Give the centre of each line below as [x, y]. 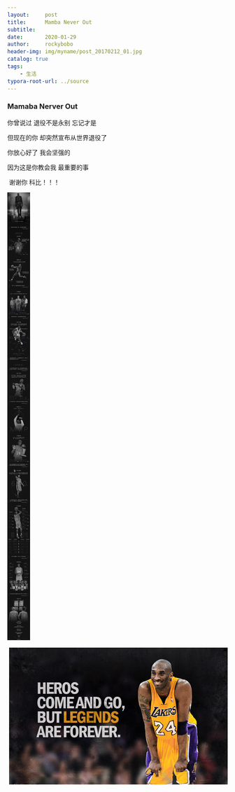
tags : [15, 66]
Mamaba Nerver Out [43, 106]
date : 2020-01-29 [42, 37]
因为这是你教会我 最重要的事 [48, 167]
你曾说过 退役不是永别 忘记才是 [52, 122]
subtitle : [22, 29]
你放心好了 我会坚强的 [39, 152]
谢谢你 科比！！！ [34, 182]
